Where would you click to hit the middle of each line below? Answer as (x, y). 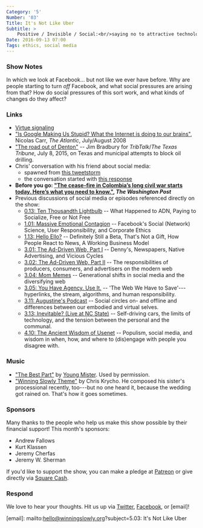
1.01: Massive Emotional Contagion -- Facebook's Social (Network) (107, 224)
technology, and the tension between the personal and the (97, 320)
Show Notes (24, 66)
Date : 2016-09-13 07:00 (36, 40)
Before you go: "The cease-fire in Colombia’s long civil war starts (99, 185)
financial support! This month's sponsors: (58, 429)
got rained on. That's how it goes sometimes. (71, 393)
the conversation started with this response (78, 179)
